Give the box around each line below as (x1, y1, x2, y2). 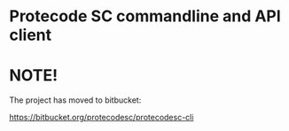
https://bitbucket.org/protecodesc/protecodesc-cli (9, 112, 194, 123)
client (9, 25, 52, 45)
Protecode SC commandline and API (9, 6, 281, 27)
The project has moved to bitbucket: (9, 95, 142, 105)
